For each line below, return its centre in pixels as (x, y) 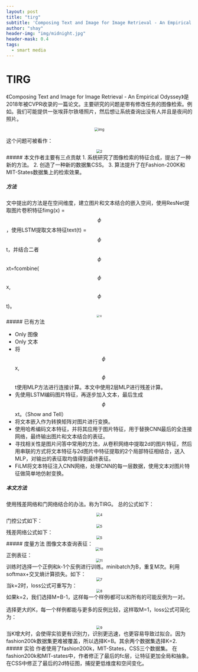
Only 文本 (26, 342)
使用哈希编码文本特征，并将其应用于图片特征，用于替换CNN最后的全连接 (103, 429)
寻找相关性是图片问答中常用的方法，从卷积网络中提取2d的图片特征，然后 (103, 443)
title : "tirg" (24, 17)
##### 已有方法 (26, 321)
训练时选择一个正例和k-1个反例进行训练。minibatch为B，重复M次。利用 (93, 567)
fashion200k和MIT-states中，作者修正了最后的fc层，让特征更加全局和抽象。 (99, 655)
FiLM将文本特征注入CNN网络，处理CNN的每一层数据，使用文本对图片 (100, 466)
